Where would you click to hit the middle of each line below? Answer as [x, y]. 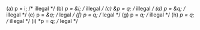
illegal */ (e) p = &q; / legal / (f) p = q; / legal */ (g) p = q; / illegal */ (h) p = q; [100, 15]
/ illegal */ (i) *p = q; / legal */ [42, 21]
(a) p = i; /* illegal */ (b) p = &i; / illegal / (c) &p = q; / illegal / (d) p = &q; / [96, 9]
